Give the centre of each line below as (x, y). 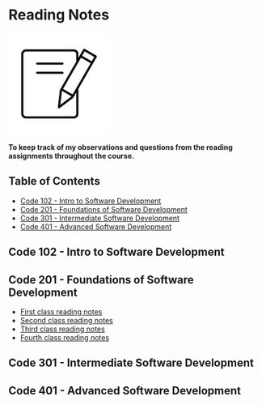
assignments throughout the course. (72, 156)
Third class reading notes (62, 329)
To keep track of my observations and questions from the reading (120, 147)
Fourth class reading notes (65, 337)
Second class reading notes (66, 320)
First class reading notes (61, 311)
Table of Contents (55, 181)
